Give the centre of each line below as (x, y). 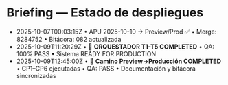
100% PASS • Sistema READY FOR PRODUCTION (86, 53)
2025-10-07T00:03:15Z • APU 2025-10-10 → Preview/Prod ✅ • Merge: (116, 32)
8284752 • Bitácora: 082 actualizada (69, 39)
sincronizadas (36, 75)
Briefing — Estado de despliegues (105, 13)
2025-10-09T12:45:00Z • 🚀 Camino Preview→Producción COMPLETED (118, 61)
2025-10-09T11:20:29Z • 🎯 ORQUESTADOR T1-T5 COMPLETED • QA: (115, 47)
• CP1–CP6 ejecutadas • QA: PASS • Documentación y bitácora (106, 68)
